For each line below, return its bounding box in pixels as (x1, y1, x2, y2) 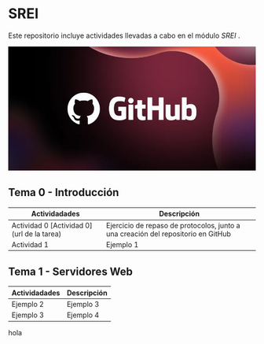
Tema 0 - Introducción (8, 186, 119, 199)
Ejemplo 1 (105, 239, 139, 249)
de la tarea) (24, 229, 62, 239)
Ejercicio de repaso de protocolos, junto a (105, 220, 241, 230)
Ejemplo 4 (66, 310, 100, 320)
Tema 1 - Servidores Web (8, 264, 134, 278)
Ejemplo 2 (11, 299, 45, 309)
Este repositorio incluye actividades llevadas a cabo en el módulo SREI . (8, 31, 240, 40)
